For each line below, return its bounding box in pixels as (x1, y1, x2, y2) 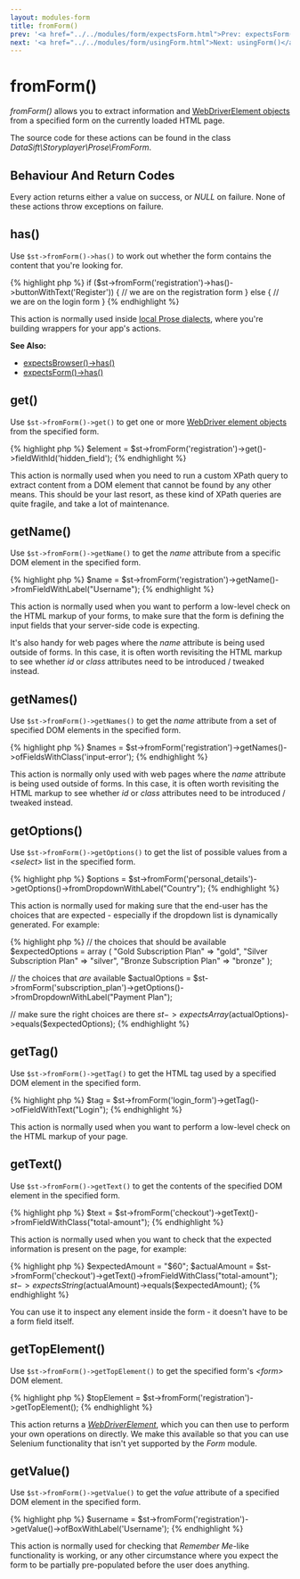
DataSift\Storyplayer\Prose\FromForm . (10, 142, 152, 152)
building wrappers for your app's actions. (10, 323, 161, 333)
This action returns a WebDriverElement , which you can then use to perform (10, 1419, 289, 1429)
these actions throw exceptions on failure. (10, 201, 164, 211)
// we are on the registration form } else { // (121, 286, 280, 297)
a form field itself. (10, 1316, 75, 1327)
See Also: (10, 340, 47, 350)
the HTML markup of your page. (10, 1131, 128, 1141)
